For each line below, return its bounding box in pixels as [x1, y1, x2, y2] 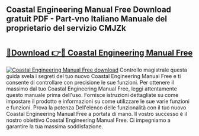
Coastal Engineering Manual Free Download [6, 5, 172, 15]
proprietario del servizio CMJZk [6, 23, 126, 33]
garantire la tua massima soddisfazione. [6, 123, 104, 129]
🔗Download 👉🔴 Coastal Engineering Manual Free [6, 47, 193, 58]
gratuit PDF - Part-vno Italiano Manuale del [6, 14, 168, 24]
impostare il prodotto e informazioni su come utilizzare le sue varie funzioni [6, 98, 190, 105]
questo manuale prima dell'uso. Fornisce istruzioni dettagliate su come [6, 92, 179, 98]
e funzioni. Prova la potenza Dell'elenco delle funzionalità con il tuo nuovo [6, 104, 187, 111]
